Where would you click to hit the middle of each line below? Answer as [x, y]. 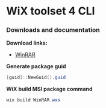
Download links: [27, 43]
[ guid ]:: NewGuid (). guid [36, 78]
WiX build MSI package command [49, 89]
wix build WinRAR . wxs [33, 100]
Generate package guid [36, 66]
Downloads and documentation [53, 30]
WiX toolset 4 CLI [51, 11]
